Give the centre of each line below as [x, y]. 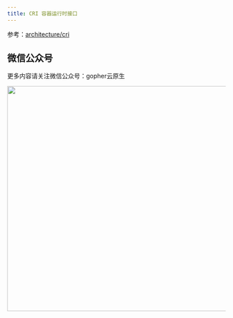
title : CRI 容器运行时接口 [42, 14]
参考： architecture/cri [38, 34]
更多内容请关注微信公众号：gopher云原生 [66, 76]
